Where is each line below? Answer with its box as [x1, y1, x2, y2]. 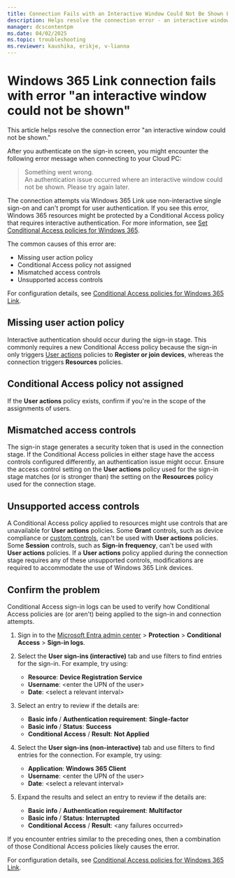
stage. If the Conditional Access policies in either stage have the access [7, 450, 215, 459]
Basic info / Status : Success [27, 723, 112, 730]
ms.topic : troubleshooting [7, 36, 86, 43]
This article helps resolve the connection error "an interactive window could [7, 125, 226, 134]
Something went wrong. [24, 167, 94, 176]
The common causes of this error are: [7, 239, 117, 248]
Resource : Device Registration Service [27, 673, 143, 681]
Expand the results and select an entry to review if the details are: [17, 793, 207, 801]
